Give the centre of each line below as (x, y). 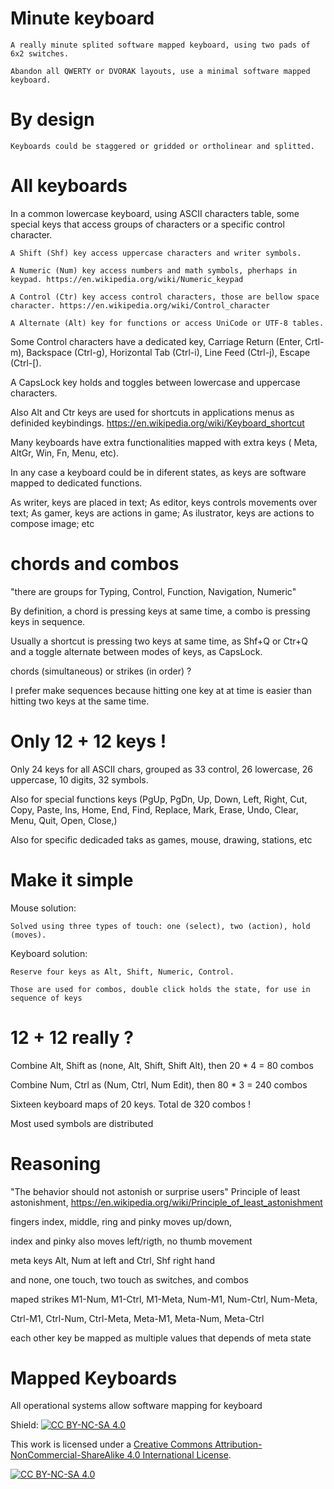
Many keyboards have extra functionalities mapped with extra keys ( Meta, (164, 442)
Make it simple (72, 879)
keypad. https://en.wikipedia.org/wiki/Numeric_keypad (127, 279)
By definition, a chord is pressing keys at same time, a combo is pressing (160, 611)
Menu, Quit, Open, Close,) (64, 820)
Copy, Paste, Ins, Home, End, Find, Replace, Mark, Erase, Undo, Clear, (154, 809)
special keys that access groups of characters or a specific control (147, 224)
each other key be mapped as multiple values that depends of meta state (161, 1338)
